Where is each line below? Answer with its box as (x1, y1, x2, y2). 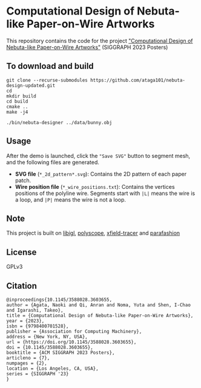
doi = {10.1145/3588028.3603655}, (6, 344, 94, 350)
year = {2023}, (6, 318, 45, 324)
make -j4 (6, 109, 28, 115)
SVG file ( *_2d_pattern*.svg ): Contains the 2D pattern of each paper (15, 170, 186, 177)
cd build (6, 98, 28, 104)
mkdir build (6, 93, 36, 99)
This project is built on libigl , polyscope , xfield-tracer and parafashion (6, 229, 180, 237)
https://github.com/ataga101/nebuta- (90, 77, 186, 83)
